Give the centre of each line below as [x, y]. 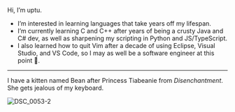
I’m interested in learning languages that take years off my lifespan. [114, 23]
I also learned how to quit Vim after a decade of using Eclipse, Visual [116, 46]
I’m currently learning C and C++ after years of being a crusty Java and [120, 31]
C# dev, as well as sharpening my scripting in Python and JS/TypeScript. [122, 38]
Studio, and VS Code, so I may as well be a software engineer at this [116, 53]
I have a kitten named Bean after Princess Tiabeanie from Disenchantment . [115, 80]
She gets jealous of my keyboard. [56, 88]
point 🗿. [29, 61]
